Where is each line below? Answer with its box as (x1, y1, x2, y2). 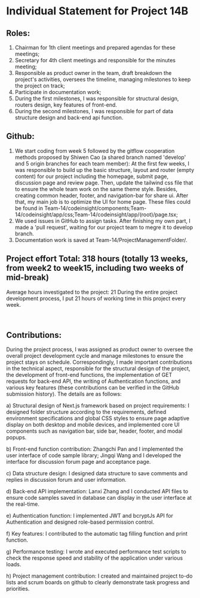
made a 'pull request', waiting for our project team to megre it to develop (14, 224, 193, 231)
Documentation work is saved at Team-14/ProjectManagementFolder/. (14, 236, 187, 243)
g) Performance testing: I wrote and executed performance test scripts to (6, 548, 186, 555)
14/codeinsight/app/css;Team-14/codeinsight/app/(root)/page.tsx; (14, 211, 178, 218)
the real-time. (6, 500, 40, 508)
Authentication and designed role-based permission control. (6, 518, 155, 525)
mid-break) (6, 273, 50, 283)
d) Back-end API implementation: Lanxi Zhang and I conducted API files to (6, 488, 189, 495)
